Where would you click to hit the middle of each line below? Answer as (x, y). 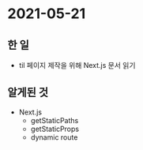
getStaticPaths (55, 120)
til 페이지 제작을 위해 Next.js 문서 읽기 (77, 65)
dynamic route (54, 137)
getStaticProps (55, 129)
